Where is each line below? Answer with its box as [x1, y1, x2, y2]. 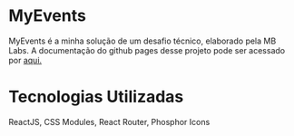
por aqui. [8, 54, 43, 65]
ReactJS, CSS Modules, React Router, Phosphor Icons [8, 116, 211, 127]
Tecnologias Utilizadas [8, 87, 184, 107]
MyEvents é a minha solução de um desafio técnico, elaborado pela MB [8, 35, 277, 46]
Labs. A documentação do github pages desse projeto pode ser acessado [8, 44, 286, 55]
